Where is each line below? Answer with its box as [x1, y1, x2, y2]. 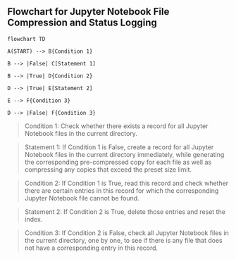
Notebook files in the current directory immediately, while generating [24, 150, 225, 158]
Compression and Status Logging [7, 17, 157, 29]
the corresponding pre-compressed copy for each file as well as [24, 158, 212, 166]
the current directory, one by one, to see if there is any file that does [24, 236, 223, 244]
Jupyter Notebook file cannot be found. [24, 194, 139, 202]
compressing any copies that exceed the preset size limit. [24, 165, 192, 174]
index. [24, 215, 43, 223]
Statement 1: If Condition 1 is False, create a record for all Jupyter [24, 143, 214, 151]
